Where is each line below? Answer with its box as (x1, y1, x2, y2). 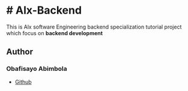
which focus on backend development (6, 29, 103, 36)
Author (6, 47, 33, 57)
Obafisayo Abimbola (6, 65, 67, 73)
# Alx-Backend (6, 4, 82, 17)
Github (14, 78, 32, 85)
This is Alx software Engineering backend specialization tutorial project (6, 23, 182, 30)
